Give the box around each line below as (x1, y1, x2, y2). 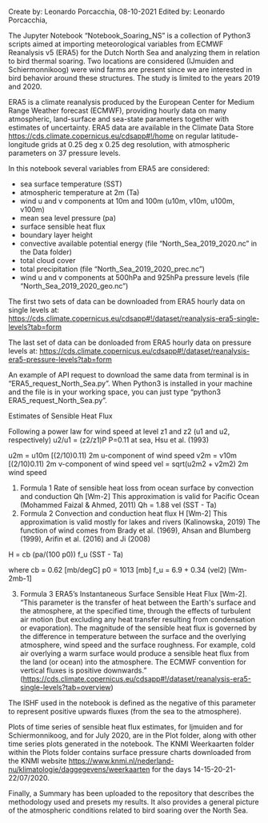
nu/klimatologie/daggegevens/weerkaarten (8, 765, 150, 774)
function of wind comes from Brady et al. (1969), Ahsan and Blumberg (19, 525, 251, 535)
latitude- (210, 131, 239, 141)
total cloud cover (19, 256, 76, 265)
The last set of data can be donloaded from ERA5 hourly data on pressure (8, 338, 252, 347)
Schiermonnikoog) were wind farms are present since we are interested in (8, 65, 252, 74)
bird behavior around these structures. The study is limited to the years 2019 (8, 74, 261, 82)
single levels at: (8, 306, 60, 314)
